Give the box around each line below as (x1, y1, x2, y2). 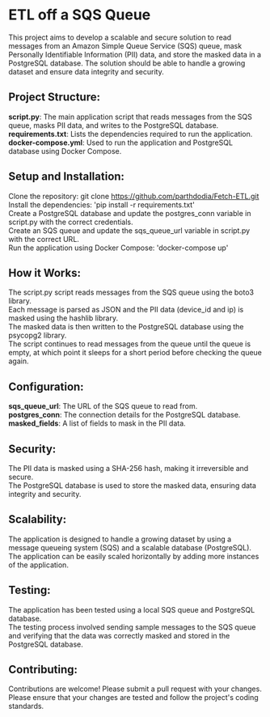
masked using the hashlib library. (8, 313, 119, 323)
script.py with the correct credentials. (8, 217, 133, 227)
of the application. (8, 560, 69, 570)
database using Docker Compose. (8, 146, 122, 155)
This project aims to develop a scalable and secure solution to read (8, 32, 232, 42)
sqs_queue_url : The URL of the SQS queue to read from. (8, 401, 198, 411)
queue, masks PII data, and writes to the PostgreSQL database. (8, 120, 219, 130)
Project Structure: (8, 91, 101, 104)
